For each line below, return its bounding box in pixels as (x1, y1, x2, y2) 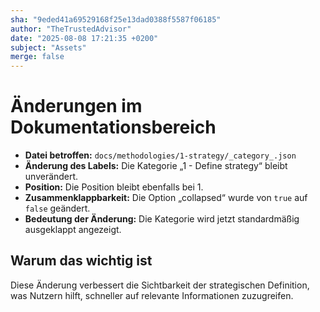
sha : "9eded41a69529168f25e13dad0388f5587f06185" (10, 14, 222, 25)
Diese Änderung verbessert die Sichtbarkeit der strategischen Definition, (10, 279, 310, 291)
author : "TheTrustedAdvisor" (10, 24, 132, 34)
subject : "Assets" (10, 42, 87, 53)
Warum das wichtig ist (10, 252, 153, 270)
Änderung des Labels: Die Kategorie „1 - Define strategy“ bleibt (24, 160, 288, 172)
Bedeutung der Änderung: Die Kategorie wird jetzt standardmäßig (24, 213, 300, 225)
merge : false (10, 52, 65, 62)
